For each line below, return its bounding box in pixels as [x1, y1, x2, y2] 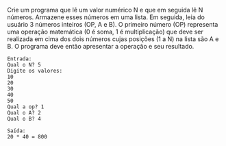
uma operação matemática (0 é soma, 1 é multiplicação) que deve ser [7, 27, 203, 36]
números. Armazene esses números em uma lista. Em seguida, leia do [7, 13, 205, 21]
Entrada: [7, 56, 32, 62]
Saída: [7, 127, 26, 134]
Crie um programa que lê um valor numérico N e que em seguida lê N [7, 6, 203, 14]
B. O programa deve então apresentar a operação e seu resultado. [7, 42, 194, 50]
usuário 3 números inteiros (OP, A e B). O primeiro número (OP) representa [7, 21, 218, 28]
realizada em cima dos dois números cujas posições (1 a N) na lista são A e [7, 35, 219, 43]
